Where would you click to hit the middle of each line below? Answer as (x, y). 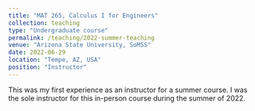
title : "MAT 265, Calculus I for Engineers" (83, 15)
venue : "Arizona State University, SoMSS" (80, 45)
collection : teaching (44, 23)
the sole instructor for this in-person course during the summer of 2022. (127, 98)
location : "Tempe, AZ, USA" (55, 60)
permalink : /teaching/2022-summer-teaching (82, 38)
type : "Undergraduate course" (59, 30)
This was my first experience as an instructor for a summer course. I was (128, 90)
